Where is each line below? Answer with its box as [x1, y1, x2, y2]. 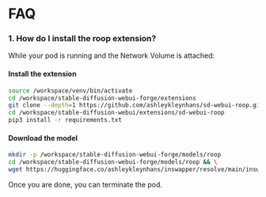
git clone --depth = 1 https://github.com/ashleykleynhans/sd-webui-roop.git [8, 101, 264, 109]
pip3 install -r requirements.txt [8, 116, 123, 124]
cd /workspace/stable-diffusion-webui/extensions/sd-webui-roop [8, 108, 225, 117]
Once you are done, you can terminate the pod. [8, 180, 163, 189]
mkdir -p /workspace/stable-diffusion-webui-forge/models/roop [8, 151, 222, 159]
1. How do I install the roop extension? [8, 33, 157, 44]
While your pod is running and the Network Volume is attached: [8, 51, 215, 60]
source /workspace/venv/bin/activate [8, 86, 133, 95]
